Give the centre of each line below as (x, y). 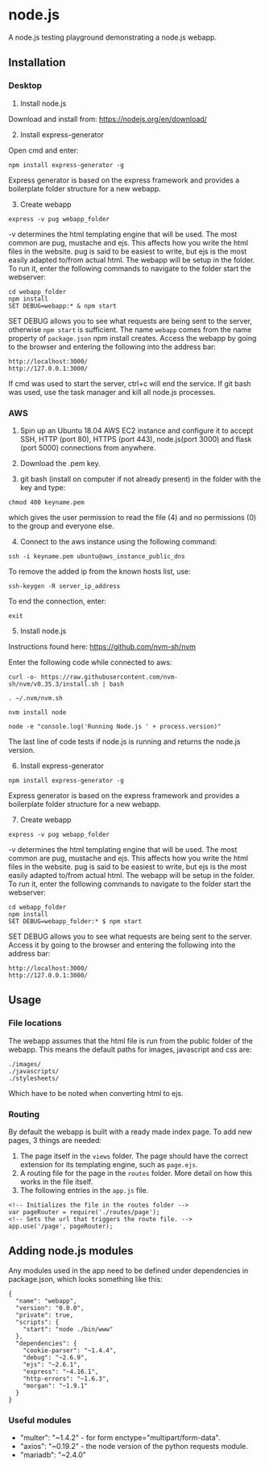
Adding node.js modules (71, 1251)
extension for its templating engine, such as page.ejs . (109, 1164)
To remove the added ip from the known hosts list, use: (100, 571)
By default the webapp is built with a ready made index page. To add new (130, 1132)
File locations (35, 1023)
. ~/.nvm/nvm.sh (35, 698)
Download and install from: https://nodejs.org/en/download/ (108, 119)
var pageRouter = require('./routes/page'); (84, 1212)
